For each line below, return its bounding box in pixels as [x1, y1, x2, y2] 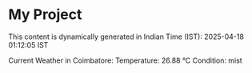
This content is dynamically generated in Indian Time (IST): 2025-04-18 [8, 32, 244, 41]
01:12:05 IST [8, 40, 49, 49]
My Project [8, 6, 82, 24]
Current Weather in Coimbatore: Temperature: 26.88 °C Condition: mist [8, 56, 242, 65]
